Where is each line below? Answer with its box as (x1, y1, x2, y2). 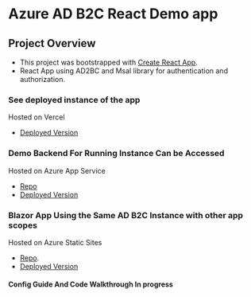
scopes (8, 220, 38, 231)
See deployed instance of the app (8, 94, 141, 105)
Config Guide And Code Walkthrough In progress (8, 279, 173, 289)
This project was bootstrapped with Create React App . (19, 57, 199, 67)
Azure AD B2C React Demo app (8, 5, 218, 23)
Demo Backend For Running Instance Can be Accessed (8, 148, 225, 159)
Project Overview (8, 37, 96, 50)
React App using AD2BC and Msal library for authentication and (19, 66, 229, 76)
